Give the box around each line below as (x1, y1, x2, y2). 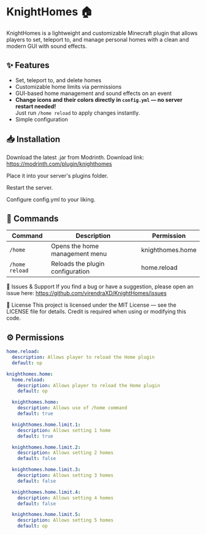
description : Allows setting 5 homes (17, 517, 114, 523)
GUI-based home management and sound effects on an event (15, 90, 172, 97)
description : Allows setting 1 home (17, 427, 112, 433)
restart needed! (15, 102, 56, 110)
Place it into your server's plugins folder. (6, 172, 109, 179)
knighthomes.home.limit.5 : (12, 512, 81, 518)
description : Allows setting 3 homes (17, 472, 114, 479)
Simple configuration (15, 115, 69, 123)
